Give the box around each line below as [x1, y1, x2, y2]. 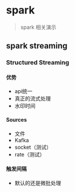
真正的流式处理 [14, 95, 51, 102]
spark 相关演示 [20, 23, 57, 30]
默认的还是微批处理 [14, 179, 62, 186]
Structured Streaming [6, 59, 69, 67]
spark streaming [6, 41, 68, 51]
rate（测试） [14, 150, 45, 158]
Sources [6, 116, 28, 124]
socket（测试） [14, 143, 52, 150]
